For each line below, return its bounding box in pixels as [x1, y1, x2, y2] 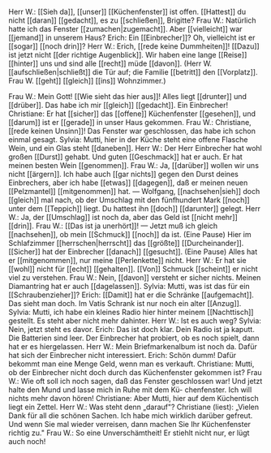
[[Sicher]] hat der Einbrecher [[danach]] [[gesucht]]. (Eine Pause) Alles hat [8, 247, 258, 257]
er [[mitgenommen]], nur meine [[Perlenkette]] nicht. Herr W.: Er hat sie [8, 256, 247, 265]
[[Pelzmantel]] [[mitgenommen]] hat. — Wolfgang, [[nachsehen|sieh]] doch [8, 187, 260, 196]
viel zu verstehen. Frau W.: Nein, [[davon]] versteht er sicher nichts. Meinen [8, 273, 261, 283]
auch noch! [8, 437, 46, 446]
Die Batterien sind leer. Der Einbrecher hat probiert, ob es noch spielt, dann [8, 333, 260, 343]
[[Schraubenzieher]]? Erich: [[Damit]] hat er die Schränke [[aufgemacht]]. [8, 290, 254, 300]
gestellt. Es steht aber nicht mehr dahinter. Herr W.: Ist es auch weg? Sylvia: [8, 316, 262, 326]
